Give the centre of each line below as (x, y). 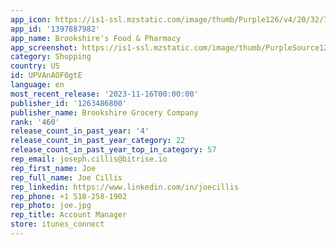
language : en (37, 85)
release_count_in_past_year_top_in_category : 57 (113, 150)
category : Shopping (51, 57)
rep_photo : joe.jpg (51, 206)
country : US (35, 66)
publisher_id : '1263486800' (69, 103)
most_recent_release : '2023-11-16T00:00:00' (104, 94)
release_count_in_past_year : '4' (80, 131)
